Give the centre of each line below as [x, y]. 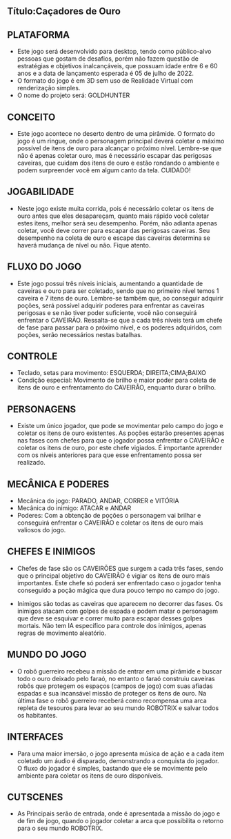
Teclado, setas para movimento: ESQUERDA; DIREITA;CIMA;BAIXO [112, 373]
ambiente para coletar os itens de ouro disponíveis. [90, 776]
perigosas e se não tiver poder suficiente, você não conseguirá [107, 312]
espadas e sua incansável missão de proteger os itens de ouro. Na [112, 693]
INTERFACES [35, 737]
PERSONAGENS [42, 409]
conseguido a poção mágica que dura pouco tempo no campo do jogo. [118, 590]
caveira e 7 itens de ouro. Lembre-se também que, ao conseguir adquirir [120, 298]
